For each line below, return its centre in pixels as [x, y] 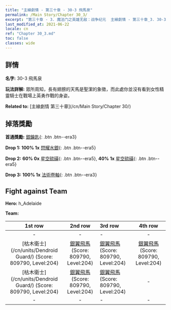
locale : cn [17, 29]
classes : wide [20, 43]
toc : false [17, 39]
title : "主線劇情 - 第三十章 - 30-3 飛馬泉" [49, 10]
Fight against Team [36, 191]
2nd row [80, 226]
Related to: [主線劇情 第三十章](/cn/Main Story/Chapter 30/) [68, 106]
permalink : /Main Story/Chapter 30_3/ [46, 15]
